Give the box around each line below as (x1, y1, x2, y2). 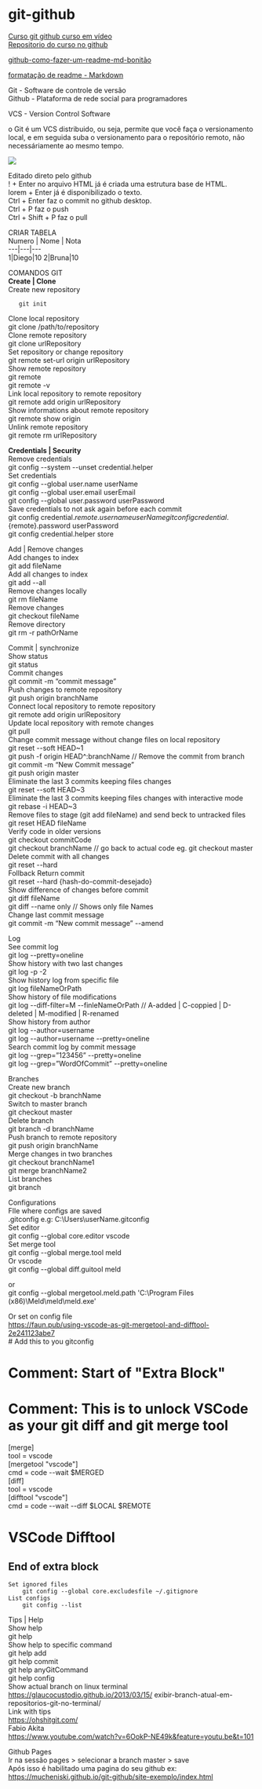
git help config (8, 1674, 55, 1683)
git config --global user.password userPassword (8, 496, 165, 505)
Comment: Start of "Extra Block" (8, 1364, 226, 1382)
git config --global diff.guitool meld (8, 1264, 122, 1274)
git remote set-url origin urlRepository (8, 355, 130, 364)
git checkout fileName (8, 611, 80, 620)
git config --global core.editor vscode (8, 1231, 130, 1240)
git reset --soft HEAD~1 (8, 743, 84, 752)
